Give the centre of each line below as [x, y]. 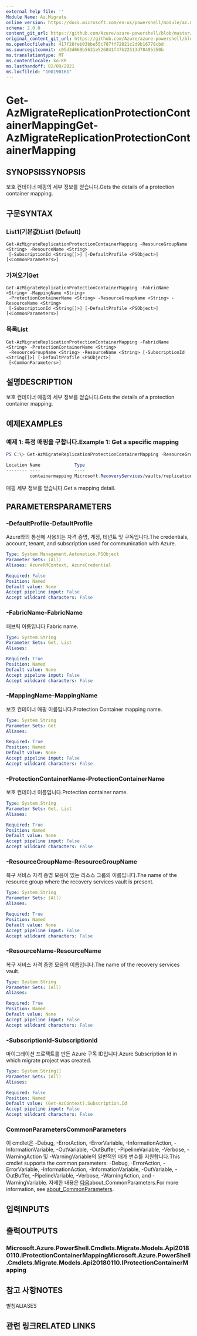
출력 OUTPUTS [32, 1231]
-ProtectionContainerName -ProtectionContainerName [86, 778]
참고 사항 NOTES [35, 1291]
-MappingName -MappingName [52, 696]
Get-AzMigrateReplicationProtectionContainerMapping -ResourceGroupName [97, 244]
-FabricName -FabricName [45, 613]
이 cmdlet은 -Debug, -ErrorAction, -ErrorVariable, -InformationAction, [89, 1143]
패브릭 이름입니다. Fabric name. [42, 626]
